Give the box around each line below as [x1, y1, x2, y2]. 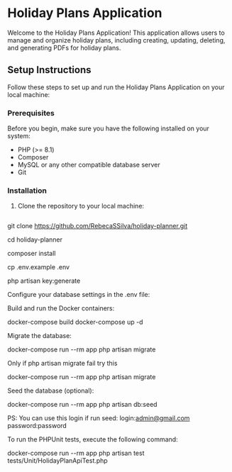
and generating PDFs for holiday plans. [7, 43, 121, 52]
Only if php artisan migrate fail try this [7, 359, 118, 368]
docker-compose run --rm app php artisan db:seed [7, 400, 158, 409]
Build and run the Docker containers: [7, 304, 115, 313]
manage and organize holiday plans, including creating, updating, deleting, [7, 35, 226, 44]
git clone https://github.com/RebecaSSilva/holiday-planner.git [7, 222, 188, 230]
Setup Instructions [7, 64, 92, 76]
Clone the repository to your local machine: [17, 202, 144, 210]
